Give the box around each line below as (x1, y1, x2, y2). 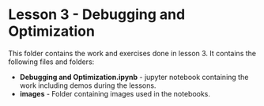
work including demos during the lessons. (19, 81, 157, 90)
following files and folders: (8, 57, 95, 66)
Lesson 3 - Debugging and (8, 6, 186, 24)
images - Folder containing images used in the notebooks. (19, 89, 211, 98)
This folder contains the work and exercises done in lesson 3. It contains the (8, 48, 257, 58)
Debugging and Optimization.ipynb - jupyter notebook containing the (19, 72, 249, 81)
